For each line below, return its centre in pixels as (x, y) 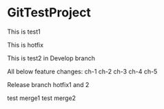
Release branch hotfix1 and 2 (48, 84)
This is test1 (24, 32)
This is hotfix (25, 45)
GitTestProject (49, 13)
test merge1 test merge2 (42, 98)
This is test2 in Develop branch (51, 58)
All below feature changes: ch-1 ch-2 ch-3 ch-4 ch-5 (82, 71)
